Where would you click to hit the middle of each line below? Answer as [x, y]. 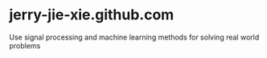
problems [25, 45]
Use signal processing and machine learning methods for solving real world [134, 37]
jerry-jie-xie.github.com [92, 15]
